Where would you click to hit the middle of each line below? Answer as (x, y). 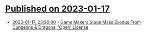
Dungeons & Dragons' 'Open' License (50, 27)
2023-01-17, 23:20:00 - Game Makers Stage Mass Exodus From (76, 22)
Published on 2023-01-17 (58, 9)
